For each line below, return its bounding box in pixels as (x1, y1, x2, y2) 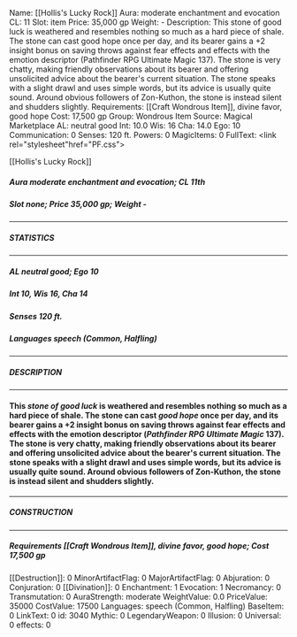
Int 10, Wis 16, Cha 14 (9, 288, 88, 299)
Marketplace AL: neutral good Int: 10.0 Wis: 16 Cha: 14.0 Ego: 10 (9, 120, 241, 131)
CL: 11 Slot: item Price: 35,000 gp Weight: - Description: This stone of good (9, 17, 282, 27)
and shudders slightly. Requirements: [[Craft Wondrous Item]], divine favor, (9, 102, 283, 111)
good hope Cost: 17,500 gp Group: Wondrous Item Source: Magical (9, 111, 254, 121)
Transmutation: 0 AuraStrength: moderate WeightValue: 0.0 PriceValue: (9, 591, 268, 602)
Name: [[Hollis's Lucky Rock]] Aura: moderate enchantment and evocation (9, 8, 280, 18)
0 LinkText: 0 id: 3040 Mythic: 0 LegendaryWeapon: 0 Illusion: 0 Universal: (9, 610, 282, 620)
